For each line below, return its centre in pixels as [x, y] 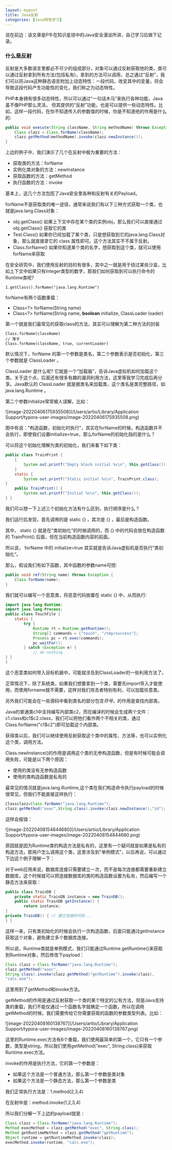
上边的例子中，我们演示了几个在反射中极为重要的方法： [63, 152]
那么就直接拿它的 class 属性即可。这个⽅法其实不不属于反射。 [87, 241]
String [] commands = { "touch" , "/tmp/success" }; [85, 633]
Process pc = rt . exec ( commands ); [68, 638]
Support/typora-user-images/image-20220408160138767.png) [72, 1029]
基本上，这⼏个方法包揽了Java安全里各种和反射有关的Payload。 [73, 193]
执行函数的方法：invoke [38, 183]
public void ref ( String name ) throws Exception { [59, 575]
